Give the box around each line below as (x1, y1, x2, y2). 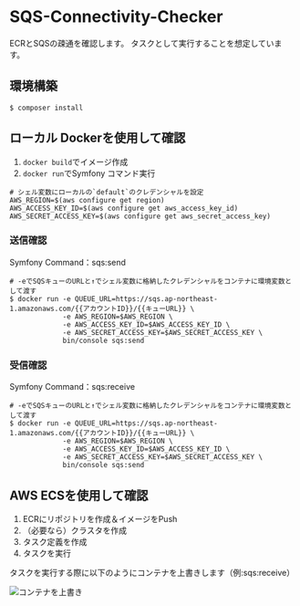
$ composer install (9, 103, 84, 112)
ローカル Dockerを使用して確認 (9, 131, 186, 146)
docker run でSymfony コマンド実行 (22, 167, 156, 179)
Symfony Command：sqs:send (9, 256, 126, 267)
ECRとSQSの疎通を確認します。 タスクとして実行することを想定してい (9, 37, 275, 48)
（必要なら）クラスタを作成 (22, 525, 128, 536)
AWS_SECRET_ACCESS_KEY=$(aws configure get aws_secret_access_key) (9, 212, 272, 221)
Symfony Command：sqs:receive (9, 381, 135, 392)
